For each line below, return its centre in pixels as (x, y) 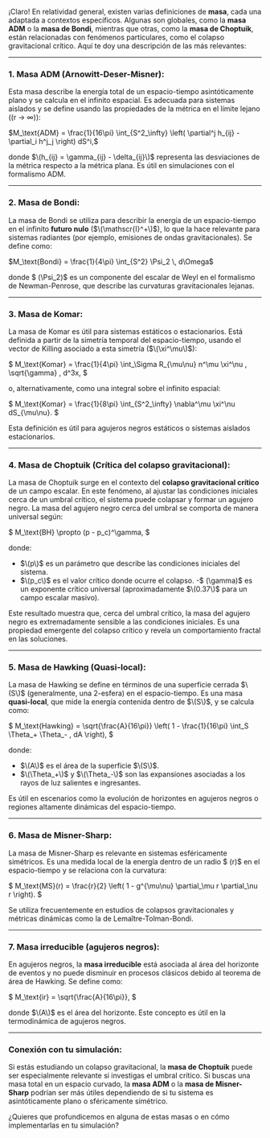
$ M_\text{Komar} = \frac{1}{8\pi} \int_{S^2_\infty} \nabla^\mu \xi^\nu (122, 404)
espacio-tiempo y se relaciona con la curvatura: (88, 870)
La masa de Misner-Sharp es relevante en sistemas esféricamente (118, 853)
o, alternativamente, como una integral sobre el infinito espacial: (115, 388)
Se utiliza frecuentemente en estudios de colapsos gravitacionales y (121, 909)
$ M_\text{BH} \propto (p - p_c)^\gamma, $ (79, 532)
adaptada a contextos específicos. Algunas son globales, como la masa (127, 20)
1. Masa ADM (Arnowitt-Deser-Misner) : (86, 74)
